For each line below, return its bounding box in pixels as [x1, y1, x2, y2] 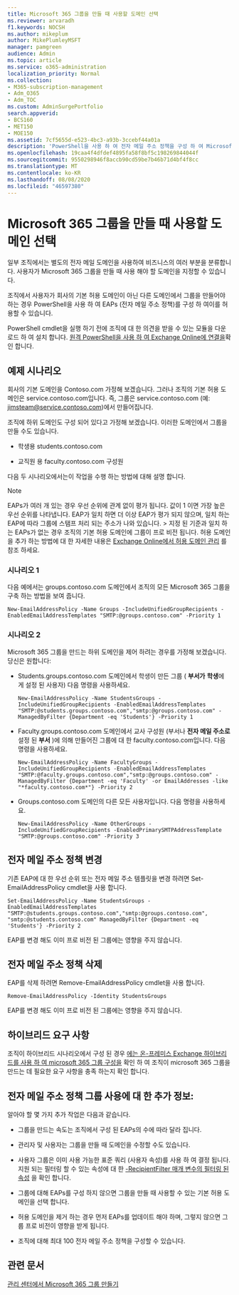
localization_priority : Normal [7, 70, 100, 77]
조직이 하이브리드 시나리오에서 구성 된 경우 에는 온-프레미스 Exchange [7, 1049, 203, 1058]
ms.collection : [7, 76, 53, 84]
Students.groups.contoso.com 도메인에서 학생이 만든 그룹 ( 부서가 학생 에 [17, 671, 225, 680]
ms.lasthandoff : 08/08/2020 [7, 176, 91, 183]
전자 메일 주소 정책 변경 [7, 854, 103, 866]
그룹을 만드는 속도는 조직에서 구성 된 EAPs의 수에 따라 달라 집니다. [17, 1125, 202, 1133]
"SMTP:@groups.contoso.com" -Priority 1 [99, 612, 221, 620]
